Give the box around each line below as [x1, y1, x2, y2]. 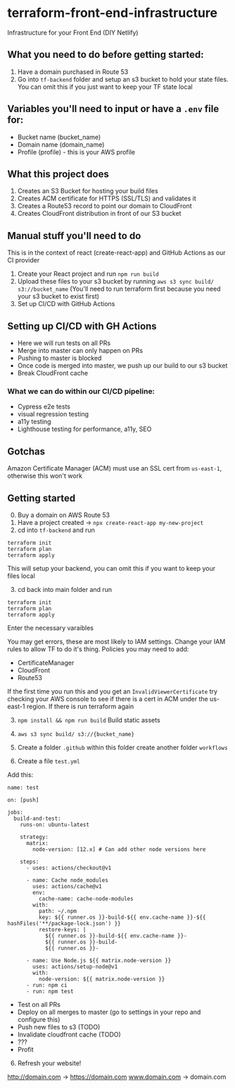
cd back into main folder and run [17, 585, 113, 593]
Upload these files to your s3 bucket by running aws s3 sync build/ [17, 277, 215, 286]
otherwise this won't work [7, 471, 83, 480]
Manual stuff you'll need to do [7, 229, 141, 241]
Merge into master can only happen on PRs [17, 346, 143, 354]
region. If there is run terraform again [26, 702, 134, 711]
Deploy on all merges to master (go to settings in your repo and [17, 1008, 201, 1016]
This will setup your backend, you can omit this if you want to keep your [7, 564, 216, 572]
